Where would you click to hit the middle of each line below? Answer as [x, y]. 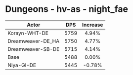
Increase [93, 25]
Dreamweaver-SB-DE [34, 49]
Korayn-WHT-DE [28, 33]
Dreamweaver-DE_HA [34, 41]
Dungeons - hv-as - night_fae [67, 9]
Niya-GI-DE [22, 65]
